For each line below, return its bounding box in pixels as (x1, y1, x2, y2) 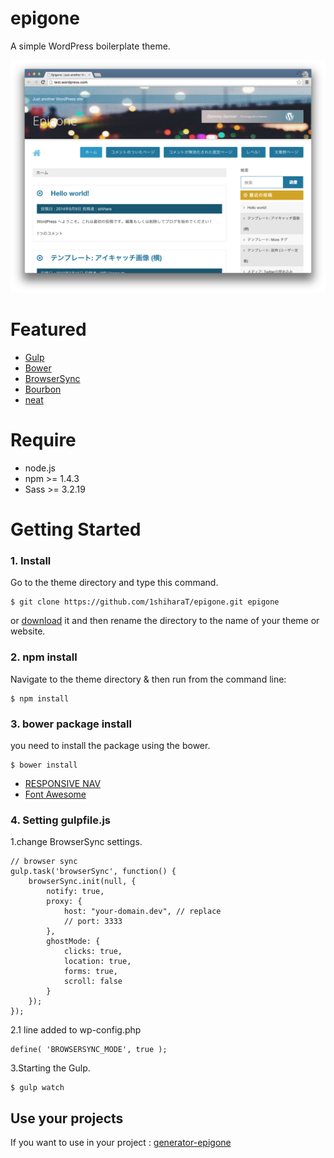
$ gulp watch (10, 1083, 65, 1093)
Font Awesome (24, 788, 87, 800)
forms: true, (63, 967, 118, 977)
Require (10, 429, 77, 452)
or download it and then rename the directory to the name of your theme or (10, 615, 320, 627)
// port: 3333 (63, 917, 123, 927)
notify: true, (46, 887, 105, 897)
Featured (10, 318, 87, 341)
